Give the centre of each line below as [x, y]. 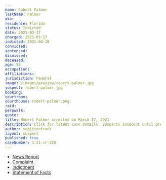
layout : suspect [22, 134]
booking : [14, 92]
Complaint [23, 162]
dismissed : [16, 55]
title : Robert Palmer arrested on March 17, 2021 [57, 120]
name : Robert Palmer [26, 10]
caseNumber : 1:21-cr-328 [31, 143]
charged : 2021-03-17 [26, 37]
